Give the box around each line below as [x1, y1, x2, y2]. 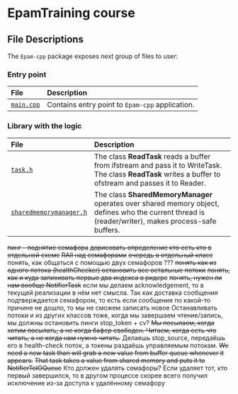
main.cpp [11, 101, 40, 109]
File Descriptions [7, 33, 84, 45]
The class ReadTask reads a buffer [93, 151, 211, 161]
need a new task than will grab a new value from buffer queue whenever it [7, 349, 225, 357]
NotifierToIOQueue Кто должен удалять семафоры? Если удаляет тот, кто [7, 364, 228, 372]
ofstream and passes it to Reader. [93, 178, 207, 188]
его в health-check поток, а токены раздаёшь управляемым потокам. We [7, 341, 229, 349]
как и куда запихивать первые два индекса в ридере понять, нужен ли [7, 273, 222, 281]
